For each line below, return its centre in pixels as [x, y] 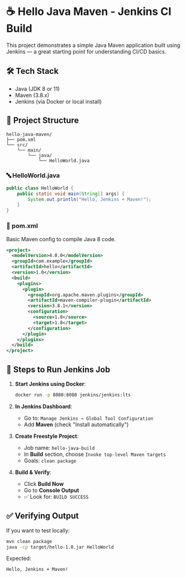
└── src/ [17, 145]
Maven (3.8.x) [32, 95]
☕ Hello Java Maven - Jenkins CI [89, 12]
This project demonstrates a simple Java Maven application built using [93, 45]
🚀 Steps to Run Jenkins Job [58, 370]
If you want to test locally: [38, 530]
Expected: [19, 558]
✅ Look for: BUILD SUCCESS [56, 496]
